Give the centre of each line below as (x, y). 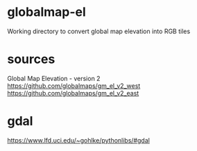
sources (31, 59)
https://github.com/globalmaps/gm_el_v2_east (73, 93)
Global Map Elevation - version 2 (54, 78)
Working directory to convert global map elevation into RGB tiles (99, 31)
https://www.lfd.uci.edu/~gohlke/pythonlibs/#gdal (79, 140)
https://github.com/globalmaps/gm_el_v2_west (74, 86)
